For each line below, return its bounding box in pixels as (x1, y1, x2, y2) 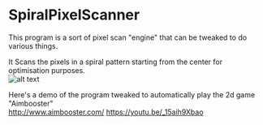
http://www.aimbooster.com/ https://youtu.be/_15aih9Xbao (8, 107, 205, 117)
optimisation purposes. (8, 65, 85, 75)
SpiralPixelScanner (8, 6, 140, 24)
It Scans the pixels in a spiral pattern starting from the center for (8, 57, 223, 67)
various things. (8, 41, 58, 50)
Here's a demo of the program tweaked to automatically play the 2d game (8, 89, 256, 99)
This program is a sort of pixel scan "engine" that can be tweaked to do (8, 32, 248, 42)
